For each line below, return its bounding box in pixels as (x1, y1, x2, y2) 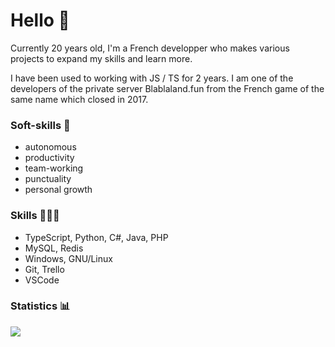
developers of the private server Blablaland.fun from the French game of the (10, 82, 325, 94)
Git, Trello (24, 263, 65, 275)
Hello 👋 (10, 9, 70, 32)
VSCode (24, 274, 60, 286)
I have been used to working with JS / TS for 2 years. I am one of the (10, 72, 294, 84)
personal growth (24, 184, 93, 196)
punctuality (24, 173, 72, 185)
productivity (24, 152, 75, 164)
